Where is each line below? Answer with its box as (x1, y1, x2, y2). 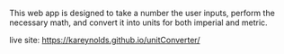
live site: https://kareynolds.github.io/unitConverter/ (9, 35, 200, 45)
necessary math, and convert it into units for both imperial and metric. (9, 17, 268, 28)
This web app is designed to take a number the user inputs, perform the (9, 8, 276, 18)
